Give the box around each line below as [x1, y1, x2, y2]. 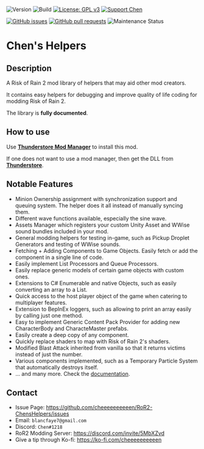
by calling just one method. [15, 311, 83, 319]
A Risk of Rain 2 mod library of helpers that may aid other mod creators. [6, 79, 187, 87]
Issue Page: [15, 404, 45, 411]
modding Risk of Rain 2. [6, 97, 66, 105]
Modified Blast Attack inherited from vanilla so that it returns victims [15, 344, 186, 352]
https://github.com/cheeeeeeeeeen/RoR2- [46, 404, 153, 411]
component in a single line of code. [15, 253, 104, 261]
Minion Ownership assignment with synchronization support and [15, 195, 178, 202]
